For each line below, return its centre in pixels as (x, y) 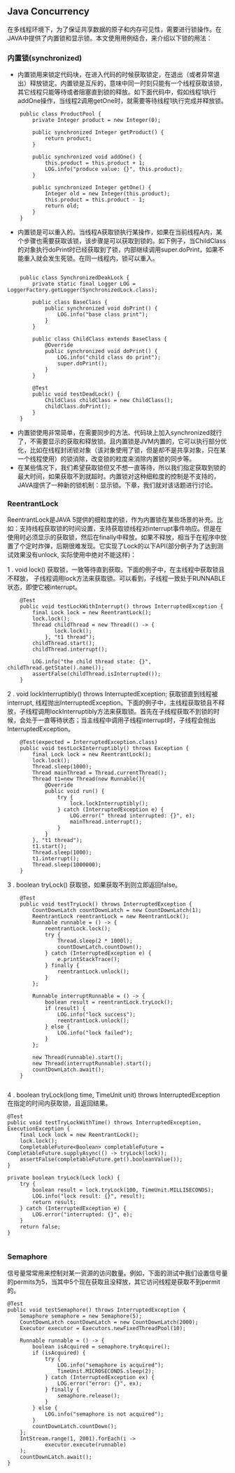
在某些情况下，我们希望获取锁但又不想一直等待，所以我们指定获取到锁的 (121, 468)
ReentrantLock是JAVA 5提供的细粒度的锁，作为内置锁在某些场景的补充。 (112, 520)
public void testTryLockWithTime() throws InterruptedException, (104, 1123)
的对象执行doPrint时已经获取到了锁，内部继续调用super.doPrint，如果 (117, 250)
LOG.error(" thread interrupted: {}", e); (133, 816)
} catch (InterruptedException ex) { (100, 1377)
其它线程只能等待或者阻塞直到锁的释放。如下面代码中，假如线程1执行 (117, 92)
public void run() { (74, 791)
